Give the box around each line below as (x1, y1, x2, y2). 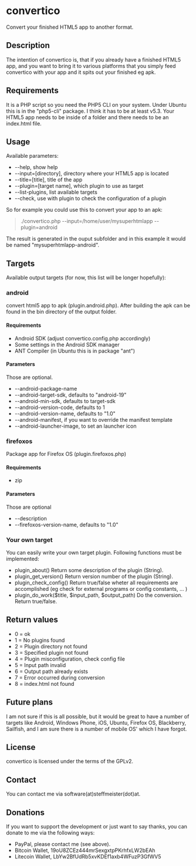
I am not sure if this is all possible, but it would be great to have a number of (6, 713, 190, 720)
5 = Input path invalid (14, 661, 66, 668)
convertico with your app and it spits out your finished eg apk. (6, 69, 156, 76)
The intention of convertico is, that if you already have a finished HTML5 (6, 56, 181, 63)
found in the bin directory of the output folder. (6, 308, 117, 315)
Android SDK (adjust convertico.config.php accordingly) (14, 334, 151, 341)
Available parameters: (6, 153, 59, 160)
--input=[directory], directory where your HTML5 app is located (14, 170, 169, 177)
